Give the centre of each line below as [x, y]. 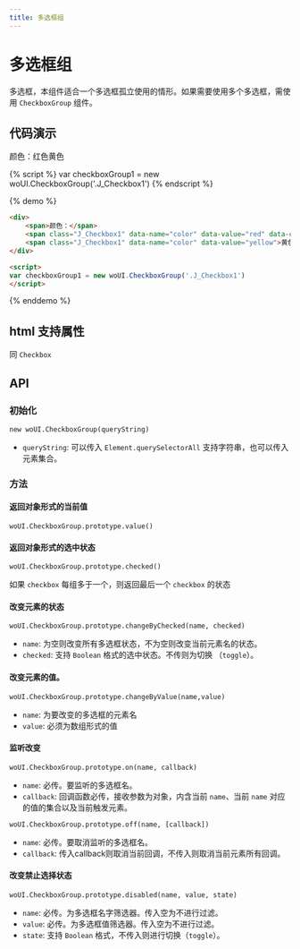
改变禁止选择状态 [41, 876]
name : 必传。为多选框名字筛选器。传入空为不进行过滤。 [122, 913]
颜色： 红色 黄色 [37, 157]
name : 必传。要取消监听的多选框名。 [87, 842]
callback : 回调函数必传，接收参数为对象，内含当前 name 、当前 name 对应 [154, 796]
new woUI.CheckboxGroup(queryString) [79, 429]
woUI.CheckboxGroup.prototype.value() [81, 526]
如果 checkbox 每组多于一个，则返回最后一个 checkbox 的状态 [120, 585]
